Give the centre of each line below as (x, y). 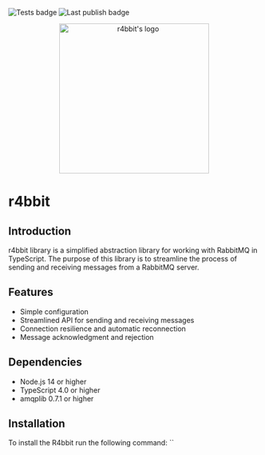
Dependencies (45, 363)
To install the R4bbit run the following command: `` (91, 443)
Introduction (40, 231)
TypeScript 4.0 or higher (60, 390)
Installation (37, 424)
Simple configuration (54, 311)
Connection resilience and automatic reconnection (103, 329)
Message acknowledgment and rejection (87, 337)
